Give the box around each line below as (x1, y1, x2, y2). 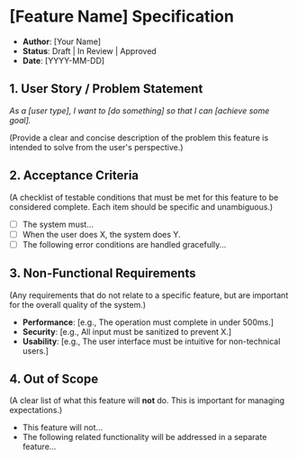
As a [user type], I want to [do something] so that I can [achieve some (9, 105, 270, 116)
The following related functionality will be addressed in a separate (22, 432, 267, 443)
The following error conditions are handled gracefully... (22, 238, 227, 249)
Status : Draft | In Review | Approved (22, 45, 157, 56)
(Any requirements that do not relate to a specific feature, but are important (9, 290, 289, 301)
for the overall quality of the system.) (9, 299, 147, 310)
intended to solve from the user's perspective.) (9, 141, 184, 152)
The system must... (22, 219, 94, 229)
